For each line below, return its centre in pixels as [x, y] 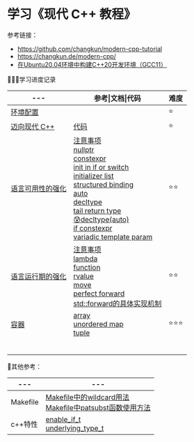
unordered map [98, 323]
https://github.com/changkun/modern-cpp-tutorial [89, 49]
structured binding [104, 184]
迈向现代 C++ [33, 127]
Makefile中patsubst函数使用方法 [98, 407]
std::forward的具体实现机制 [118, 303]
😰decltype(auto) [102, 219]
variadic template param [113, 236]
